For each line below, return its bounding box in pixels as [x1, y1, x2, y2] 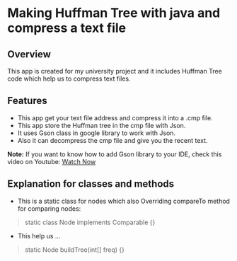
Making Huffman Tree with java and [7, 5, 221, 21]
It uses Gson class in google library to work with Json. [17, 129, 175, 137]
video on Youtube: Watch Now [7, 157, 96, 166]
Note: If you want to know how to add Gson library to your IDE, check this [7, 150, 222, 158]
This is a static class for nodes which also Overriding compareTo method [17, 197, 230, 205]
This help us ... [17, 231, 61, 240]
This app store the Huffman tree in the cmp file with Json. [17, 121, 186, 129]
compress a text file [7, 20, 126, 36]
